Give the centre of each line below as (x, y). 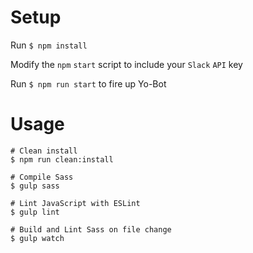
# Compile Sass (42, 177)
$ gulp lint (35, 212)
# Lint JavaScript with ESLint (75, 203)
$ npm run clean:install (62, 159)
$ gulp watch (37, 238)
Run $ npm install (49, 45)
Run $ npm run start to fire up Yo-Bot (88, 83)
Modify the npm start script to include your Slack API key (126, 64)
